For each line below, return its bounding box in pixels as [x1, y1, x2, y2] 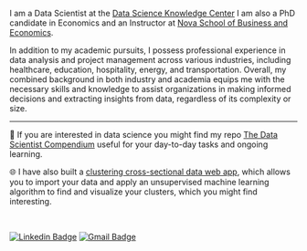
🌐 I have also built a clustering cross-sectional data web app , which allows [9, 166, 291, 177]
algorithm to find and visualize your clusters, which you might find [9, 186, 258, 197]
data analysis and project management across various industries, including [9, 55, 291, 65]
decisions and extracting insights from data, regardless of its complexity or [9, 93, 291, 104]
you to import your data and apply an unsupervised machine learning [9, 177, 270, 187]
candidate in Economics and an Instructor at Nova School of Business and [9, 17, 289, 28]
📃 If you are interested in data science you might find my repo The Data [9, 130, 279, 140]
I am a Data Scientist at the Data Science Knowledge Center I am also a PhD [9, 8, 295, 18]
